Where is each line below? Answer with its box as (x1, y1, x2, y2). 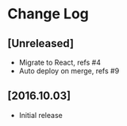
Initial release (18, 110, 63, 120)
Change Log (7, 5, 89, 23)
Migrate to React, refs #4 (18, 57, 101, 67)
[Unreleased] (7, 37, 75, 50)
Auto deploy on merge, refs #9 (18, 66, 120, 76)
